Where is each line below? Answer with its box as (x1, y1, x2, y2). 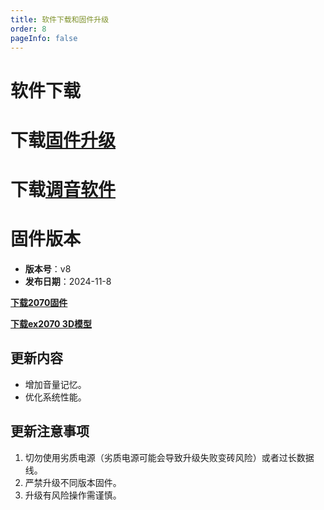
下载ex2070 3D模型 (10, 317, 92, 330)
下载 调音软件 (10, 178, 117, 201)
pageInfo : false (10, 33, 78, 43)
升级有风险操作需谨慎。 (24, 489, 122, 501)
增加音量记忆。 (24, 378, 87, 390)
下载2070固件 (10, 296, 68, 308)
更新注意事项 (10, 423, 90, 440)
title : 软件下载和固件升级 (10, 14, 110, 25)
